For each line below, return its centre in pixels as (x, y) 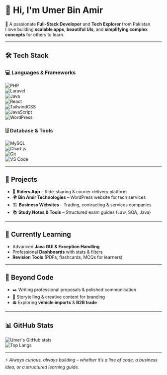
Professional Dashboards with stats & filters (57, 252)
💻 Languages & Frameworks (41, 73)
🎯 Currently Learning (38, 234)
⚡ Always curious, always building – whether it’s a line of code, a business (81, 360)
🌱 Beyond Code (29, 277)
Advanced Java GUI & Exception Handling (56, 246)
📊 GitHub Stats (29, 325)
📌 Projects (21, 180)
